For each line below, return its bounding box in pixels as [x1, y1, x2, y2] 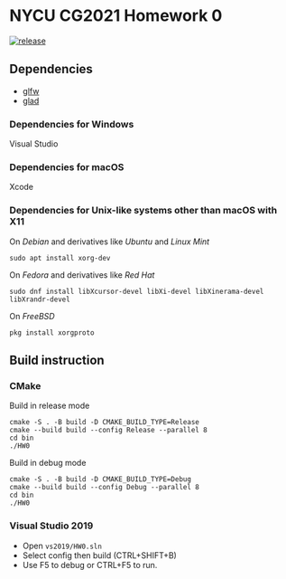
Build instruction [9, 353, 106, 368]
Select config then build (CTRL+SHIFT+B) [22, 549, 178, 561]
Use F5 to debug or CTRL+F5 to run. [22, 559, 158, 570]
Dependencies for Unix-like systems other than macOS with [9, 204, 278, 217]
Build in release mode [9, 400, 90, 412]
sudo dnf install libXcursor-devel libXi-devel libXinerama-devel [9, 287, 264, 296]
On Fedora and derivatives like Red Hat [9, 269, 155, 280]
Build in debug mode [9, 458, 87, 469]
